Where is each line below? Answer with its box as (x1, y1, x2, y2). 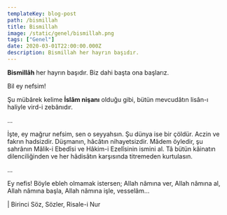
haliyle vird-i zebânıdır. (7, 103, 74, 111)
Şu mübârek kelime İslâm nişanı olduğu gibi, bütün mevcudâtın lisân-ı (7, 95, 209, 103)
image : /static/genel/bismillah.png (7, 29, 114, 37)
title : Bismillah (7, 23, 58, 30)
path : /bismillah (7, 17, 58, 24)
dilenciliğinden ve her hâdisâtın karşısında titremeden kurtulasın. (7, 151, 193, 161)
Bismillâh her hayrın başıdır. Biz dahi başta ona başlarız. (7, 68, 170, 77)
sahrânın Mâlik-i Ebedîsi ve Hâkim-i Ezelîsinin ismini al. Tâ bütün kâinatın (7, 144, 216, 153)
